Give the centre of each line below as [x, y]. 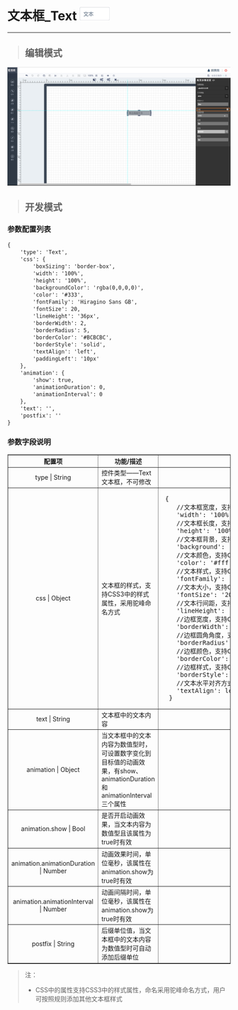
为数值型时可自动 [126, 948]
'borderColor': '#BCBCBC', [73, 338]
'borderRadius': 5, [62, 331]
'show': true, [53, 380]
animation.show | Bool [53, 828]
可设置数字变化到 [126, 753]
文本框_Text [42, 16]
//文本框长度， [199, 523]
